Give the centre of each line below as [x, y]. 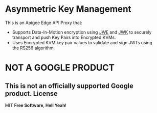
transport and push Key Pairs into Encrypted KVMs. [64, 37]
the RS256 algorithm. [34, 48]
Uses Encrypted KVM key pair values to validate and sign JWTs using [82, 42]
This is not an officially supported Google [69, 86]
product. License [31, 94]
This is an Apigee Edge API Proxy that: [44, 23]
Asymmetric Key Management [68, 9]
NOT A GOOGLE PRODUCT [60, 68]
